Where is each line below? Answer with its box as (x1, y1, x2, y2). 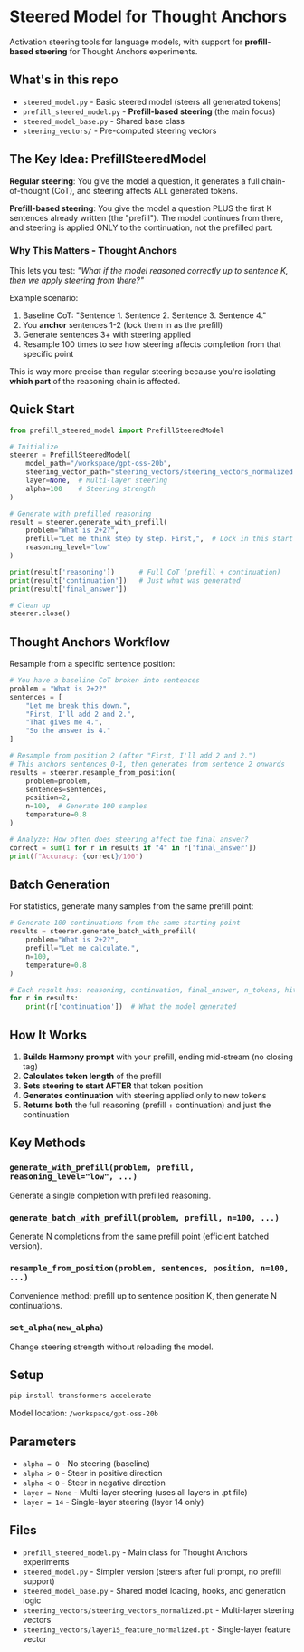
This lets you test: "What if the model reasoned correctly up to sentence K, (9, 265, 289, 275)
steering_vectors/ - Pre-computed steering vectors (22, 125, 217, 136)
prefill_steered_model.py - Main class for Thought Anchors (22, 1547, 249, 1558)
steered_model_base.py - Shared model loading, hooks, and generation (22, 1585, 287, 1596)
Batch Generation (9, 877, 110, 892)
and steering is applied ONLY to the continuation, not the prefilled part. (9, 222, 273, 233)
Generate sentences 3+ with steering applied (22, 329, 192, 340)
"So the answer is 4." (25, 727, 111, 736)
